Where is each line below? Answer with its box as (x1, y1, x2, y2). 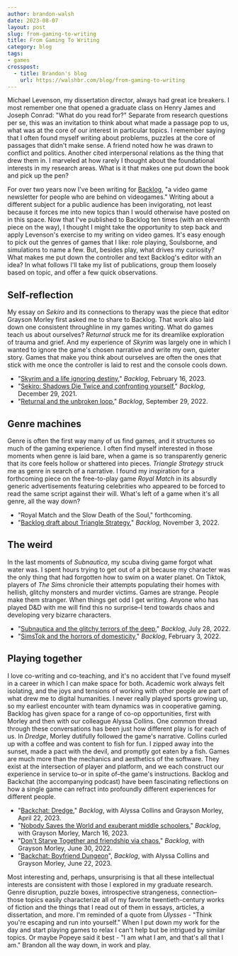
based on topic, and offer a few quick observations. (7, 268, 158, 277)
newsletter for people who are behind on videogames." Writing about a (7, 193, 214, 201)
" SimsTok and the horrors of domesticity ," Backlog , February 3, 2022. (17, 632, 221, 640)
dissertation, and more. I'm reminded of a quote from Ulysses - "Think (7, 911, 212, 919)
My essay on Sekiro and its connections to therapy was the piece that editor (7, 308, 229, 316)
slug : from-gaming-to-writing (7, 30, 97, 38)
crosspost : (7, 63, 40, 70)
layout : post (7, 23, 46, 31)
